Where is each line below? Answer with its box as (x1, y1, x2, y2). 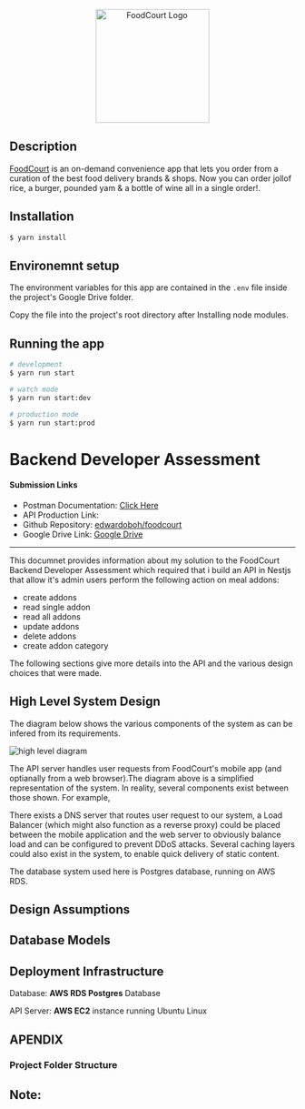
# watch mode (9, 385, 59, 394)
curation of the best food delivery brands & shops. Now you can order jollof (9, 173, 292, 184)
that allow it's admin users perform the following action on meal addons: (9, 574, 280, 585)
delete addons (22, 630, 77, 641)
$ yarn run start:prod (9, 418, 95, 428)
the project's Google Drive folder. (9, 292, 134, 303)
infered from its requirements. (9, 728, 121, 739)
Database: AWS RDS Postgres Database (9, 988, 162, 999)
